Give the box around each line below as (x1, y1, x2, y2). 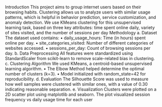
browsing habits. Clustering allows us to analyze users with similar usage (5, 9, 151, 15)
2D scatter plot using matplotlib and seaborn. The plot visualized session (5, 92, 150, 97)
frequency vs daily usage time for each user (5, 97, 93, 102)
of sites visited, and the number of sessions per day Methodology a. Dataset (5, 30, 157, 35)
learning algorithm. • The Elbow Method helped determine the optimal (5, 66, 145, 72)
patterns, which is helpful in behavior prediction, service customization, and (5, 15, 156, 20)
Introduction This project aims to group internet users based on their (5, 4, 142, 10)
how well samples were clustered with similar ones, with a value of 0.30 (5, 81, 148, 87)
